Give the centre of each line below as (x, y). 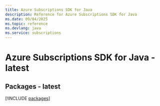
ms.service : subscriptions (33, 33)
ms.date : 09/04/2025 (27, 19)
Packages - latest (33, 86)
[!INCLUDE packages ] (28, 98)
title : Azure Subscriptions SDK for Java (49, 10)
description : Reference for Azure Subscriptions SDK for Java (71, 14)
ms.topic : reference (27, 24)
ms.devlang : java (23, 28)
